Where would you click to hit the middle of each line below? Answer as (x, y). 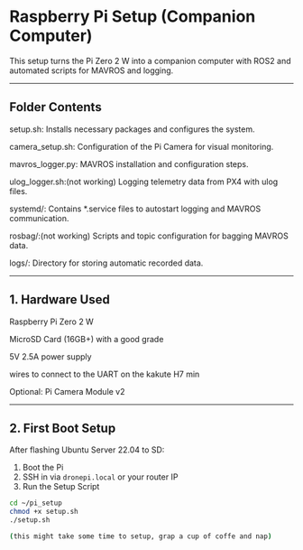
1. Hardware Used (60, 300)
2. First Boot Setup (63, 428)
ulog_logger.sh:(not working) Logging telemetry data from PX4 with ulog (144, 182)
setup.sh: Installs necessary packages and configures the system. (132, 129)
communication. (39, 218)
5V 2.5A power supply (50, 356)
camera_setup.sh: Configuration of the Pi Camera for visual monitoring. (142, 146)
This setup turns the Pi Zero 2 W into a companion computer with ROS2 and (150, 61)
